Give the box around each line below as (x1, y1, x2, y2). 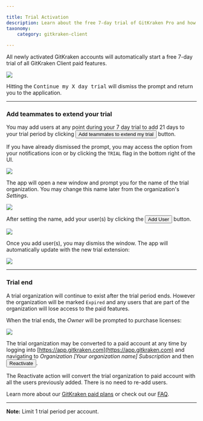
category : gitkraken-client (17, 31, 88, 37)
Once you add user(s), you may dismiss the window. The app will (6, 240, 168, 247)
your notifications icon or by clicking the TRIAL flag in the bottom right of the (6, 149, 196, 157)
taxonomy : (6, 25, 31, 31)
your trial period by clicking (6, 131, 74, 138)
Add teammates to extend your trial (6, 110, 112, 119)
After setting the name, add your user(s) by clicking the (6, 215, 144, 223)
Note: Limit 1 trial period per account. (6, 408, 99, 415)
